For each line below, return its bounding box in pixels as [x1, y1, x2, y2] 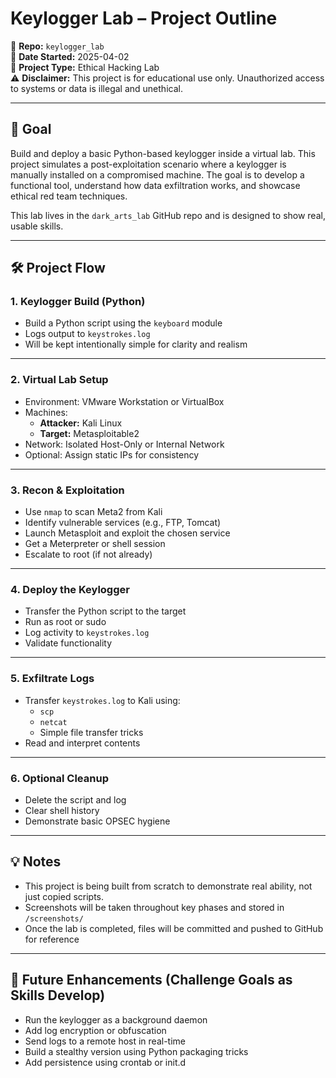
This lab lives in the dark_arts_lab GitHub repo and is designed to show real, [10, 209, 326, 221]
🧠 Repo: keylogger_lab [10, 40, 105, 52]
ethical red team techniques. [10, 190, 128, 202]
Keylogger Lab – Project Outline [10, 7, 278, 30]
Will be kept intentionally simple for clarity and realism [24, 338, 248, 351]
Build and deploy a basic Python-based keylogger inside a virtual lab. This [10, 147, 316, 159]
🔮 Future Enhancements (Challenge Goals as [10, 972, 293, 989]
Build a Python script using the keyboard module [24, 317, 223, 329]
